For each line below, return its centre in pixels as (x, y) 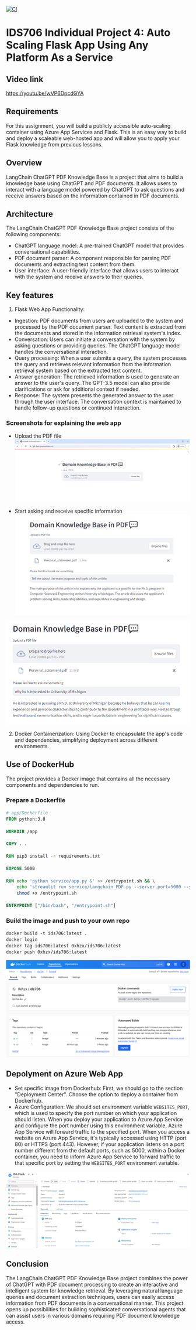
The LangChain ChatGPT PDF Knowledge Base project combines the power (97, 1278)
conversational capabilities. (47, 252)
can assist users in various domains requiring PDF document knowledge (93, 1315)
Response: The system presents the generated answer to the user (94, 395)
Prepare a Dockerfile (36, 800)
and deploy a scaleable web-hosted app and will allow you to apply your (93, 138)
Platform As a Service (60, 58)
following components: (34, 234)
